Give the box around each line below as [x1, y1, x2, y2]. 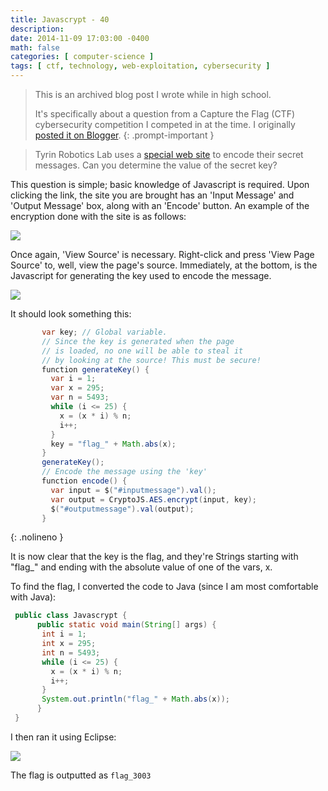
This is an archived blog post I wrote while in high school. [34, 89, 272, 100]
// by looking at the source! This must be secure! [41, 355, 262, 365]
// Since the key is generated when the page [41, 336, 235, 346]
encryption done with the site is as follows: [10, 211, 187, 222]
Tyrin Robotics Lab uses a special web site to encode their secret [34, 149, 304, 160]
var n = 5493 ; [50, 392, 110, 403]
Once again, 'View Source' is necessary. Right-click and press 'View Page [10, 249, 315, 260]
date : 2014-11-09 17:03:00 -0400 [10, 33, 150, 43]
